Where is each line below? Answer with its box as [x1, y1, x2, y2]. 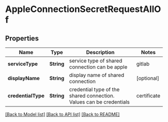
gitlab [136, 60, 150, 67]
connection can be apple [69, 63, 127, 70]
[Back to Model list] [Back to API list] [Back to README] [5, 111, 120, 117]
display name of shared [69, 71, 124, 78]
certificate [136, 92, 160, 99]
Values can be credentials [69, 98, 130, 105]
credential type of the [69, 86, 120, 93]
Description [85, 49, 115, 55]
